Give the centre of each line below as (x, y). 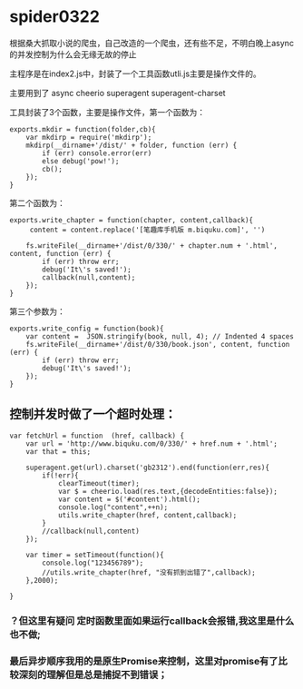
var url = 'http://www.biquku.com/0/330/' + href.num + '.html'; (152, 443)
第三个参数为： (37, 311)
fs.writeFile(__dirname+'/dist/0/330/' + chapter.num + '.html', (152, 246)
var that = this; (59, 451)
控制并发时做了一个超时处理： (93, 414)
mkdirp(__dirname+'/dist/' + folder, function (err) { (132, 145)
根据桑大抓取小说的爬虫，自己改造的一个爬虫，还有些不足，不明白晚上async (152, 43)
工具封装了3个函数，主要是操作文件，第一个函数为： (108, 112)
